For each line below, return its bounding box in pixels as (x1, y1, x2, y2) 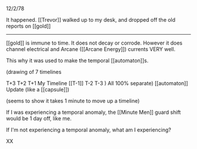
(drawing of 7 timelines (6, 69, 62, 75)
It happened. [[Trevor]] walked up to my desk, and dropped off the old (6, 16, 176, 23)
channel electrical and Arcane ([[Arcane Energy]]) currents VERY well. (6, 46, 176, 52)
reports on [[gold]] (6, 23, 51, 29)
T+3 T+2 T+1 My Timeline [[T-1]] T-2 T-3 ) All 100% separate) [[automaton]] (6, 80, 189, 87)
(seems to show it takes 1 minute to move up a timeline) (6, 97, 140, 104)
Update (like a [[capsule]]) (6, 86, 70, 93)
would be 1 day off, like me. (6, 115, 72, 122)
